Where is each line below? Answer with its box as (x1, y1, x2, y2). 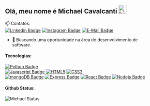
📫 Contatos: (5, 20, 30, 26)
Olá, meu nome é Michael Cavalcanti (5, 7, 118, 15)
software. (12, 42, 31, 47)
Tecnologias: (5, 53, 32, 59)
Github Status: (5, 85, 35, 91)
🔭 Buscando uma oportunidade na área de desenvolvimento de (12, 37, 138, 43)
